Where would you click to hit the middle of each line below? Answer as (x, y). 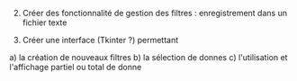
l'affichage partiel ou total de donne (76, 67)
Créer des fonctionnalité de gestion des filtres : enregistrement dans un (155, 13)
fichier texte (45, 22)
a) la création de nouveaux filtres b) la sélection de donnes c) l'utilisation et (148, 57)
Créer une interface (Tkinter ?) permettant (100, 40)
